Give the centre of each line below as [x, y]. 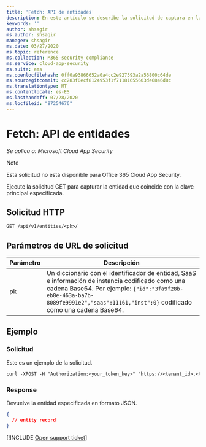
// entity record [34, 420]
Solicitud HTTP [36, 212]
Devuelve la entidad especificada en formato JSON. [72, 403]
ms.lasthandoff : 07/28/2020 [42, 98]
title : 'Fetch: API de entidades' [51, 12]
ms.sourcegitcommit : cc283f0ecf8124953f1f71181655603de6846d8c [89, 80]
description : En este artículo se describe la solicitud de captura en [100, 18]
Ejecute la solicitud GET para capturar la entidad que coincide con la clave [100, 186]
